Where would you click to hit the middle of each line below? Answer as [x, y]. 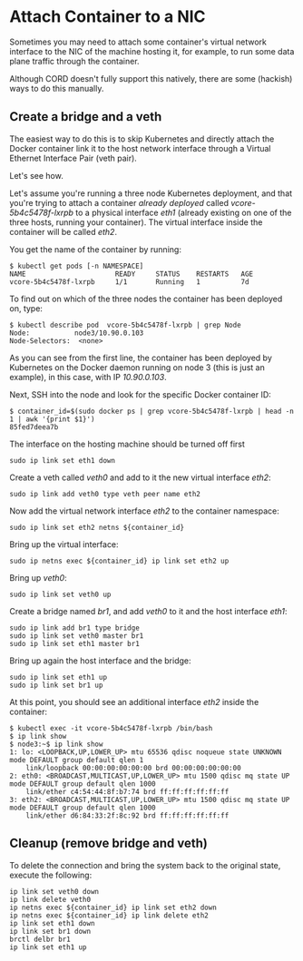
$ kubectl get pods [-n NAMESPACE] [77, 266]
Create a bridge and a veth [86, 117]
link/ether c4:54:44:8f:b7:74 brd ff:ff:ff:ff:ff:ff [127, 791]
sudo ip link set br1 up [56, 685]
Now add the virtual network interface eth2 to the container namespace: [144, 511]
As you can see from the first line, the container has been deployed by [141, 358]
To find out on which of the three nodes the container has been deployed [146, 299]
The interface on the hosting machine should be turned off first [127, 444]
